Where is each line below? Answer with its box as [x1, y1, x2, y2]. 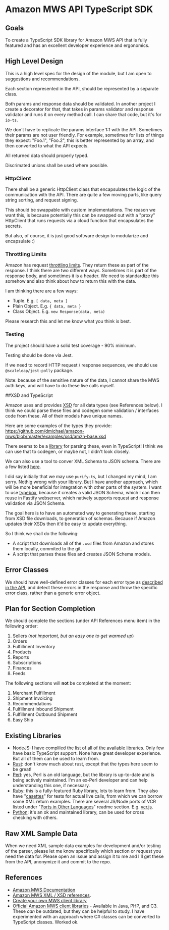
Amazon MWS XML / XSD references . [12, 892, 91, 898]
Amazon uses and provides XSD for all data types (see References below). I [5, 402, 162, 408]
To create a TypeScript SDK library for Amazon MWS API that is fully [5, 37, 147, 43]
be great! [12, 766, 32, 772]
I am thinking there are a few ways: [5, 288, 78, 294]
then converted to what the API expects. [5, 142, 89, 148]
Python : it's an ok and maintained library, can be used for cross [12, 809, 145, 815]
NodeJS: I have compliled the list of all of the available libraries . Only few [12, 745, 164, 751]
